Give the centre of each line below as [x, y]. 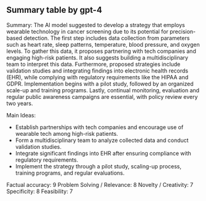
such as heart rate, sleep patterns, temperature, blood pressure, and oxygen [103, 44]
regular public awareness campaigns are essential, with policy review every [102, 97]
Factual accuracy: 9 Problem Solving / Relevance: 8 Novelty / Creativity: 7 [100, 184]
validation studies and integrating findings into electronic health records [97, 71]
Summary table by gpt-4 [54, 10]
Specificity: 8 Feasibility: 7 [40, 191]
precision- [183, 31]
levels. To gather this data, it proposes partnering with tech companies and [101, 51]
